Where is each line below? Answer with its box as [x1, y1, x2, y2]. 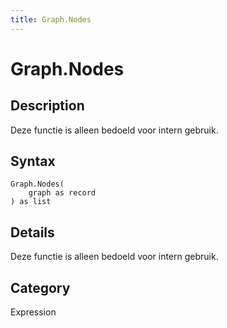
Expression [10, 306, 57, 318]
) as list [10, 197, 52, 207]
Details [10, 224, 55, 241]
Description [10, 97, 85, 115]
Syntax [10, 153, 56, 170]
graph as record [28, 188, 97, 198]
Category [10, 279, 71, 296]
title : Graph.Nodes [10, 14, 92, 25]
